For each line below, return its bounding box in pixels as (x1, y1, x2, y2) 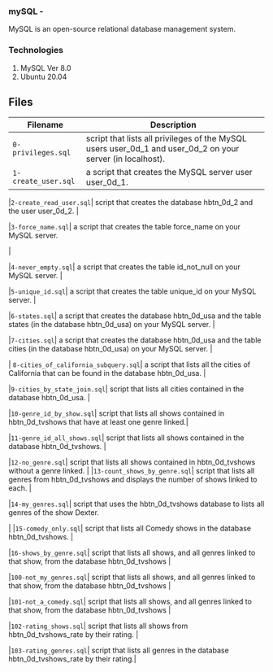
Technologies (8, 45, 63, 56)
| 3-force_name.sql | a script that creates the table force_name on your (8, 222, 241, 232)
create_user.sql (12, 177, 76, 186)
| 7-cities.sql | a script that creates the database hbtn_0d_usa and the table (8, 335, 262, 345)
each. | (8, 483, 32, 493)
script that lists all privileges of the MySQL (85, 133, 247, 144)
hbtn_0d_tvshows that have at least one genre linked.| (8, 417, 189, 427)
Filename (27, 120, 63, 131)
